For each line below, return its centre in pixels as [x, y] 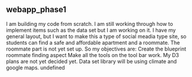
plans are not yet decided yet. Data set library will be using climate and [92, 61]
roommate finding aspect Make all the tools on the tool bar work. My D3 [93, 55]
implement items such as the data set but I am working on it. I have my [91, 30]
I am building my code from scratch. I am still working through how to [90, 24]
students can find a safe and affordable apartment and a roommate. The [93, 42]
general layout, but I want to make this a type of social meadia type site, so [96, 36]
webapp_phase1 [36, 10]
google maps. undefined [36, 68]
